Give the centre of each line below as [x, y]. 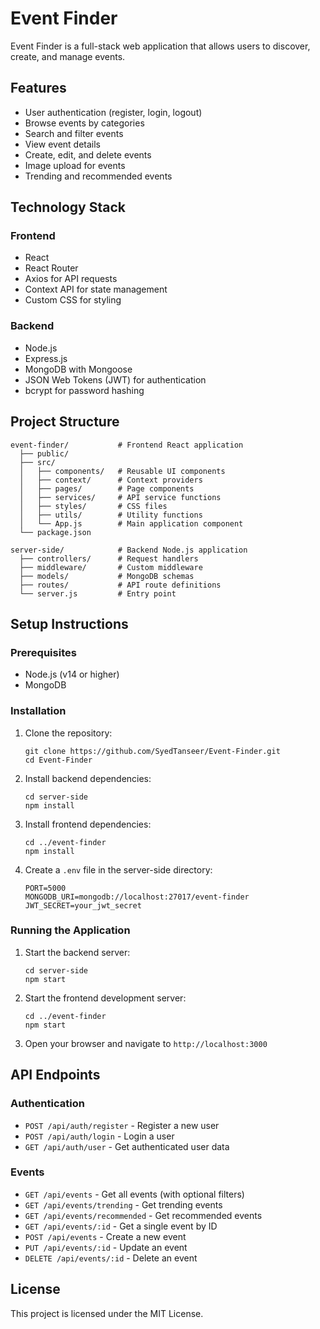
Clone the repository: [68, 733]
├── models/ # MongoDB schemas [107, 576]
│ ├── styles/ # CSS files [93, 506]
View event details [62, 144]
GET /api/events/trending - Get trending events [123, 1204]
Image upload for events [75, 165]
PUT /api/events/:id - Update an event [106, 1247]
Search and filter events [74, 133]
